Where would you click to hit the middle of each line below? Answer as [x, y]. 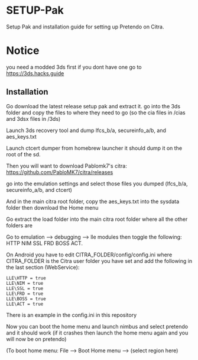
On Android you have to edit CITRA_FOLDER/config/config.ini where [89, 255]
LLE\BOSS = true [26, 299]
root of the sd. [23, 154]
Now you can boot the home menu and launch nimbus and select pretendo [97, 326]
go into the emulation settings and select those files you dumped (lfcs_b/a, [97, 184]
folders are [19, 225]
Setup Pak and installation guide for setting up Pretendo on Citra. [85, 27]
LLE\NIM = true [25, 283]
